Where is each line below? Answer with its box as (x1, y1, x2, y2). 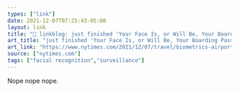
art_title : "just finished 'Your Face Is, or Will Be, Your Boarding (7, 37, 218, 44)
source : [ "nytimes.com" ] (7, 51, 81, 58)
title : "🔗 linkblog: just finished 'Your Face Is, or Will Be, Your (7, 30, 215, 38)
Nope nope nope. (7, 76, 59, 85)
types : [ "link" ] (7, 10, 55, 18)
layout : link (7, 24, 46, 31)
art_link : (7, 44, 37, 51)
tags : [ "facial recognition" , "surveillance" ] (7, 57, 144, 64)
